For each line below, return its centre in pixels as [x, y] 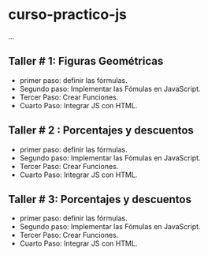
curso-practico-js [68, 15]
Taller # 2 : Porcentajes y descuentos [101, 131]
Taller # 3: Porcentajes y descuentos [100, 199]
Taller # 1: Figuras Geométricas [86, 61]
